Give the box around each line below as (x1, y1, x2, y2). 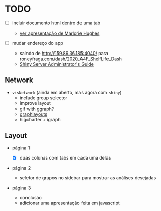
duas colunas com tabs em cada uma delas (19, 154, 111, 161)
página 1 (12, 145, 30, 151)
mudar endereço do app (12, 40, 63, 46)
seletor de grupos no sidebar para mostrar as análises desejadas (19, 174, 156, 181)
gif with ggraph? (19, 106, 55, 112)
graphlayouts (19, 111, 48, 117)
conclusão (19, 194, 42, 200)
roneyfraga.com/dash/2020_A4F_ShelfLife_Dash (19, 56, 122, 62)
